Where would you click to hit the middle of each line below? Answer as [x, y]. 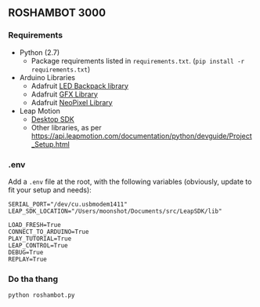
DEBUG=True [26, 252]
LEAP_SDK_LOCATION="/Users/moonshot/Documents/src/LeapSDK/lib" [115, 211]
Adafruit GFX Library [64, 94]
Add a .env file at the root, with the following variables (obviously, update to [130, 181]
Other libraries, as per [66, 127]
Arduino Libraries [47, 77]
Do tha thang [33, 279]
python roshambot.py [42, 295]
